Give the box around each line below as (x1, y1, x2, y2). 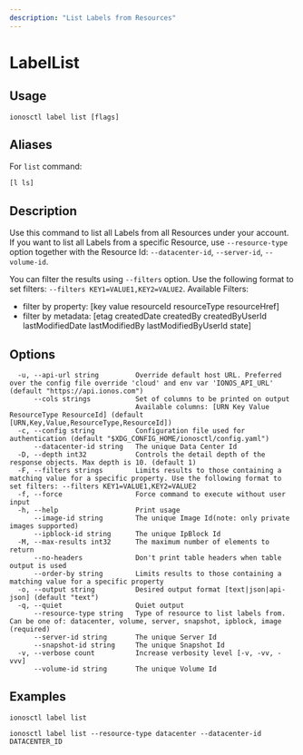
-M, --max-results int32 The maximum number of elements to (17, 537, 270, 547)
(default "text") (33, 593, 100, 603)
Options (9, 347, 56, 362)
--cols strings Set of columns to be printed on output (33, 395, 290, 404)
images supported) (9, 522, 79, 531)
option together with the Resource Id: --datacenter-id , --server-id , (9, 247, 263, 258)
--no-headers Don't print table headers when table (33, 554, 282, 563)
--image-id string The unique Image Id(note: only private (33, 514, 290, 523)
